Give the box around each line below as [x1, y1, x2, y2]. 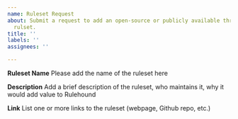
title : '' [7, 30, 37, 38]
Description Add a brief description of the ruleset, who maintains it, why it [7, 83, 225, 91]
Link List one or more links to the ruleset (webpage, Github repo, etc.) [7, 104, 211, 112]
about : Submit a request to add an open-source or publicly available [7, 17, 220, 24]
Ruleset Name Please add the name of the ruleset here [7, 69, 169, 77]
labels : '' [7, 37, 40, 44]
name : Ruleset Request [7, 10, 74, 18]
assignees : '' [7, 43, 50, 50]
